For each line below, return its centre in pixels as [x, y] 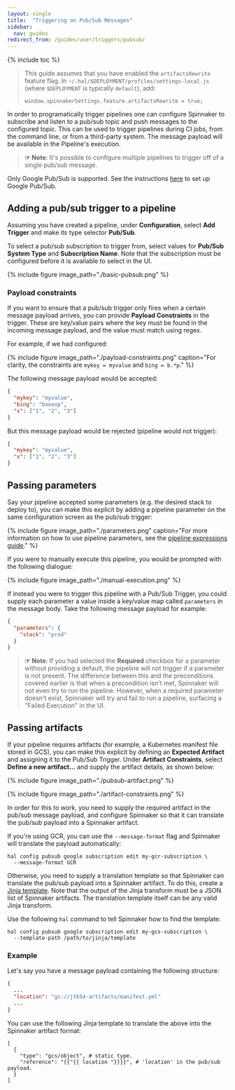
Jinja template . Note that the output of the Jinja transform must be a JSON [114, 891]
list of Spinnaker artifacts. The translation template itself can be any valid [112, 898]
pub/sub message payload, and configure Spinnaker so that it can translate [116, 815]
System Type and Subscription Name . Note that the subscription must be [114, 253]
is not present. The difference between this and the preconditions [119, 676]
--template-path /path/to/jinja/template [75, 938]
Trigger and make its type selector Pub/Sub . [72, 232]
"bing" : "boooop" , [41, 404]
